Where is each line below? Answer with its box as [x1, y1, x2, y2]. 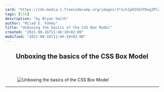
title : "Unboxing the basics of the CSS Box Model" [5, 25, 112, 30]
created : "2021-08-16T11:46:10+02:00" [5, 30, 84, 35]
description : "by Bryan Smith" [5, 16, 69, 21]
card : [5, 7, 16, 12]
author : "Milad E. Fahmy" [5, 20, 58, 26]
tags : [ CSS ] [5, 12, 29, 17]
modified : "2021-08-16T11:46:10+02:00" [5, 35, 86, 39]
